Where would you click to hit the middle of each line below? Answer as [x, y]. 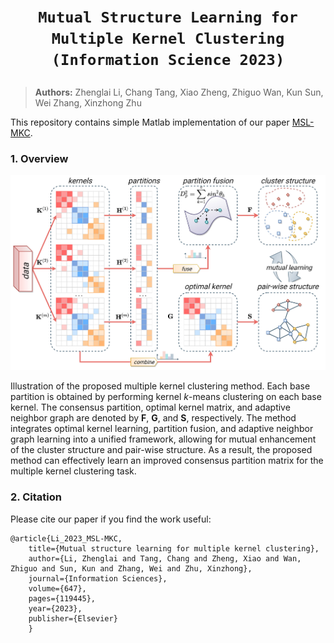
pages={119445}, [62, 598]
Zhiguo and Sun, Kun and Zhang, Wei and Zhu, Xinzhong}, [131, 568]
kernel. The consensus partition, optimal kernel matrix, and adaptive [150, 407]
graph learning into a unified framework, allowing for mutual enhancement [163, 439]
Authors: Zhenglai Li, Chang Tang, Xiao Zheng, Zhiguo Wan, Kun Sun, [179, 92]
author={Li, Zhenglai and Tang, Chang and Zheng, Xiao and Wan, [165, 558]
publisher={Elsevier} [73, 618]
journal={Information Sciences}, [98, 578]
